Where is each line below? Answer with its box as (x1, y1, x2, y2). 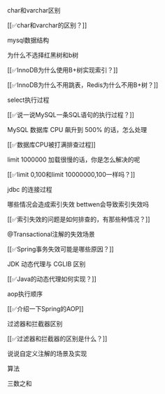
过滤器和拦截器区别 (7, 320, 63, 328)
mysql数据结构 (7, 36, 50, 44)
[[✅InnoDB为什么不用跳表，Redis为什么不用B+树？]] (7, 81, 159, 89)
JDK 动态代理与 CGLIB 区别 (7, 260, 86, 268)
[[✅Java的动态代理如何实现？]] (7, 275, 96, 283)
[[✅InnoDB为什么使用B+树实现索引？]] (7, 66, 118, 74)
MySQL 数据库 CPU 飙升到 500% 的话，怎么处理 (7, 126, 148, 133)
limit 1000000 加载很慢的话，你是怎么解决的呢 (7, 155, 141, 164)
